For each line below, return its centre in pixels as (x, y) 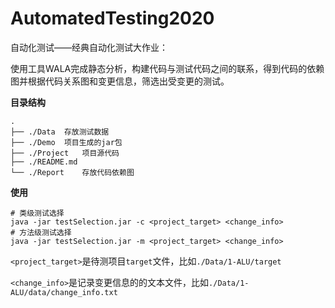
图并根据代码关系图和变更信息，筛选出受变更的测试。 (120, 81)
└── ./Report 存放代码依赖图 (72, 172)
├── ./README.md (44, 162)
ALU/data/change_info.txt (64, 292)
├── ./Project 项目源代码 (65, 153)
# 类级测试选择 (37, 213)
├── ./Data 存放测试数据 (60, 132)
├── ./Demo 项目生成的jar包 (66, 142)
